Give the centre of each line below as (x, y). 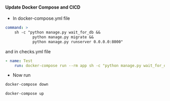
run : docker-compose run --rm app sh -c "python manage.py (78, 65)
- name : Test (19, 61)
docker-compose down (27, 85)
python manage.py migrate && (63, 37)
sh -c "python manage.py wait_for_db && (57, 32)
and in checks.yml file (28, 51)
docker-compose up (25, 94)
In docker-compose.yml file (41, 18)
